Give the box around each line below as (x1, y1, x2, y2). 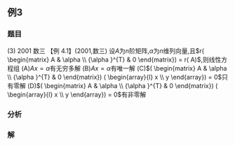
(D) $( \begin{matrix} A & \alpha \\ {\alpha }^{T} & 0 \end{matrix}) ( (27, 81, 218, 89)
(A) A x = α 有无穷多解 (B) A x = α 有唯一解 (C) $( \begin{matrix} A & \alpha (20, 64, 227, 72)
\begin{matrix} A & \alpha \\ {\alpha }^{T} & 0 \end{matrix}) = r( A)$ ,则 (7, 55, 209, 64)
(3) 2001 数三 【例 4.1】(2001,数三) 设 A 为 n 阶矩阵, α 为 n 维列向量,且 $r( (7, 46, 205, 54)
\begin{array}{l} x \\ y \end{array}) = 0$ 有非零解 (7, 90, 147, 98)
